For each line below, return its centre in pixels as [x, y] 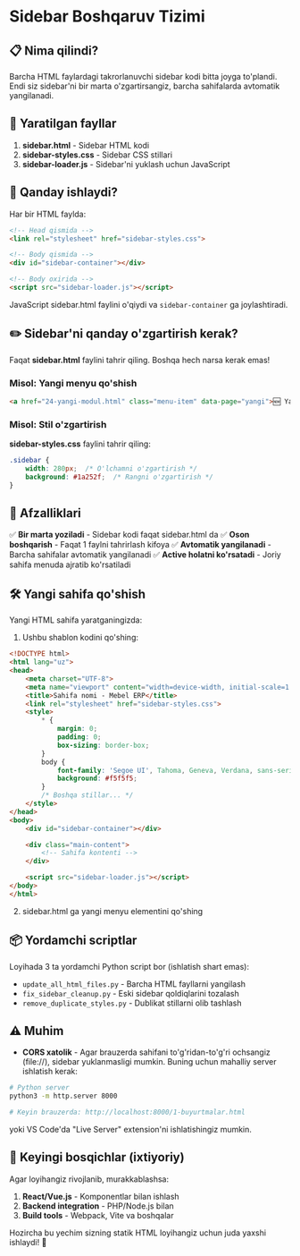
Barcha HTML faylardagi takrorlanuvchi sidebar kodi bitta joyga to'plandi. [143, 76]
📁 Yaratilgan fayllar [63, 124]
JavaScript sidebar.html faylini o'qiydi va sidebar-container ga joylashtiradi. [149, 304]
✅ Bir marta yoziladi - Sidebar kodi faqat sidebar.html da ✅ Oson [129, 535]
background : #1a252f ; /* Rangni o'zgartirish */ [120, 477]
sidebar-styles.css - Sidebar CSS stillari [97, 155]
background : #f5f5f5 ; [97, 779]
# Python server [39, 1088]
